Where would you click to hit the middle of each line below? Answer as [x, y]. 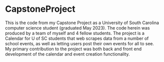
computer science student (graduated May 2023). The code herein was [78, 28]
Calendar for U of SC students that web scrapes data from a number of [77, 38]
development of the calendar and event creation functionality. [68, 54]
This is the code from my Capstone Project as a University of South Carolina [82, 23]
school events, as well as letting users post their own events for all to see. [80, 43]
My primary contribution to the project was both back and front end [73, 49]
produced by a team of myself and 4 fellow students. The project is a [75, 33]
